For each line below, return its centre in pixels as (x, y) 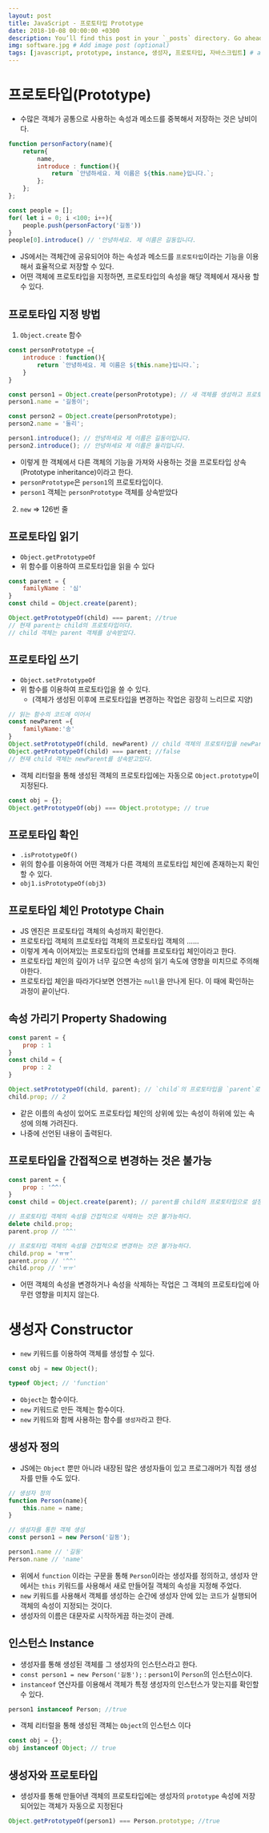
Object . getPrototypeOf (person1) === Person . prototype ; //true (114, 1821)
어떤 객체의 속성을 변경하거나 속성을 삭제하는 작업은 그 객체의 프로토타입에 (135, 1284)
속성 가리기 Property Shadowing (88, 1019)
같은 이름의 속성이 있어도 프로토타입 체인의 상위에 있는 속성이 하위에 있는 (133, 1113)
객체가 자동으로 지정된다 (85, 1806)
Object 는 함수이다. (49, 1399)
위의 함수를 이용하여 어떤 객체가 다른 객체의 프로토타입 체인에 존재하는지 (132, 864)
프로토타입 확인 (44, 835)
